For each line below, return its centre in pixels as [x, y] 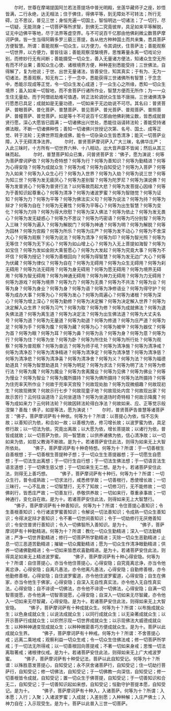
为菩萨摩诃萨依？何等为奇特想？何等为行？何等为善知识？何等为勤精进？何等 [85, 161]
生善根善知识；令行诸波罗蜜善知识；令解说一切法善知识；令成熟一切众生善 [83, 512]
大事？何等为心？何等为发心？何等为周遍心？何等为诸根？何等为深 [92, 295]
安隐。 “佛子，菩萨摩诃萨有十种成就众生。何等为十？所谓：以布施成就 [83, 608]
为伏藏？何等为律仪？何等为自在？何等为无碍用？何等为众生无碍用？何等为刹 [85, 263]
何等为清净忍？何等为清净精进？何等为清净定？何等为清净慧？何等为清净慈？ [85, 352]
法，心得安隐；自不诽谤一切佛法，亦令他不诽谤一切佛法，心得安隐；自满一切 [85, 588]
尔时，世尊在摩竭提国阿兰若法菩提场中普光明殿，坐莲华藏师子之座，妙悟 [90, 7]
